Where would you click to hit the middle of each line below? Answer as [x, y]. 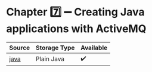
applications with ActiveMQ [76, 29]
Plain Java [50, 59]
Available [94, 48]
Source [20, 48]
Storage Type [55, 48]
